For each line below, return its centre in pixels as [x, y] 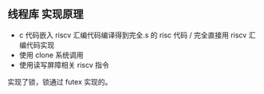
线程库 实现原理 [45, 14]
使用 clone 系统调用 [51, 55]
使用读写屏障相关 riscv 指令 [64, 65]
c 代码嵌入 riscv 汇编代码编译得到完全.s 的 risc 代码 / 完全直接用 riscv [133, 35]
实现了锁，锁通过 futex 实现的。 [60, 81]
